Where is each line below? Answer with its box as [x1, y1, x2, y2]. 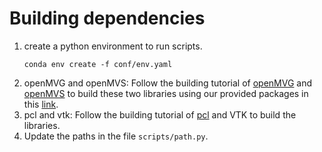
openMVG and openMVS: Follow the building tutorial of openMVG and [23, 77, 313, 89]
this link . [23, 98, 59, 110]
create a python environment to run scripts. [23, 40, 203, 52]
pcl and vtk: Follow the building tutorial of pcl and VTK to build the [23, 108, 297, 121]
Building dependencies [9, 7, 206, 30]
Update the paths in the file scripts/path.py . [23, 130, 209, 142]
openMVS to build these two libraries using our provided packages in [23, 87, 309, 99]
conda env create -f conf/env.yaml [23, 59, 173, 69]
